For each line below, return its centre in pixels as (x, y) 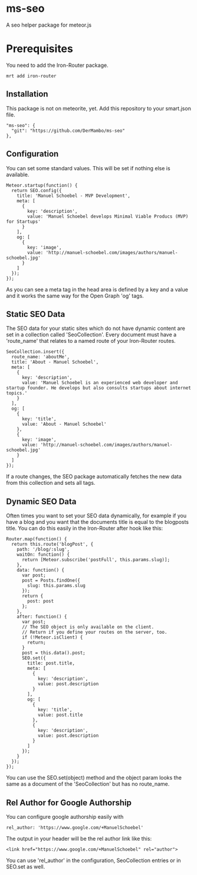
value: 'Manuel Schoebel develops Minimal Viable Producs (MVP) (108, 216)
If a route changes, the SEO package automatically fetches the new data (94, 477)
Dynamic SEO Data (41, 501)
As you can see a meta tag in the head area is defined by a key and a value (97, 289)
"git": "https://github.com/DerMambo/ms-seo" (68, 131)
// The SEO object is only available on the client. (88, 627)
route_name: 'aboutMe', (40, 357)
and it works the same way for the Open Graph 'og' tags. (75, 296)
